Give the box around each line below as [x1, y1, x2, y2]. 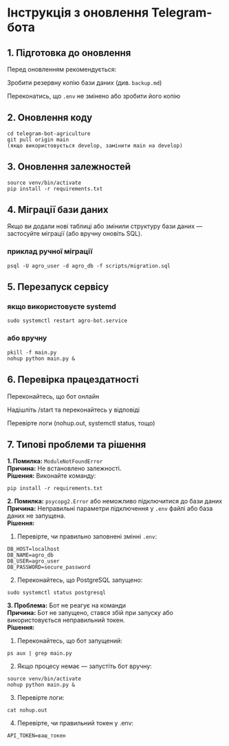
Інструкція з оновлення [7, 5, 149, 21]
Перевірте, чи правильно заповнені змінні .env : [17, 532, 157, 541]
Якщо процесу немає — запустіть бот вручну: [17, 662, 153, 670]
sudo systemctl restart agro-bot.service [7, 317, 128, 325]
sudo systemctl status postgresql [7, 589, 107, 596]
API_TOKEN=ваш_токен [7, 732, 67, 739]
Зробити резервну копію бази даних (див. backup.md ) [7, 79, 162, 87]
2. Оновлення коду [7, 112, 93, 123]
